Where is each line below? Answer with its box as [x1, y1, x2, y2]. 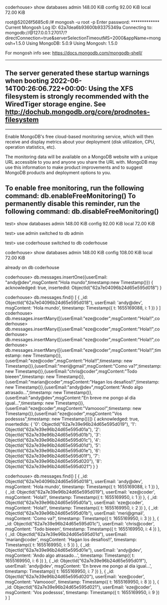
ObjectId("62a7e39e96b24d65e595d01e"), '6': [5, 447, 101, 453]
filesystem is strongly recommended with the [5, 92, 149, 101]
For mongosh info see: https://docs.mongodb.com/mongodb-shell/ [5, 50, 143, 56]
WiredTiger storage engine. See [5, 100, 106, 108]
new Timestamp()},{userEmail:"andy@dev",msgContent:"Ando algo [5, 384, 143, 390]
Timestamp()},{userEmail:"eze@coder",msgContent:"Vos [5, 410, 122, 416]
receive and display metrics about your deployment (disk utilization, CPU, [5, 139, 156, 145]
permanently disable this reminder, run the [5, 200, 141, 208]
